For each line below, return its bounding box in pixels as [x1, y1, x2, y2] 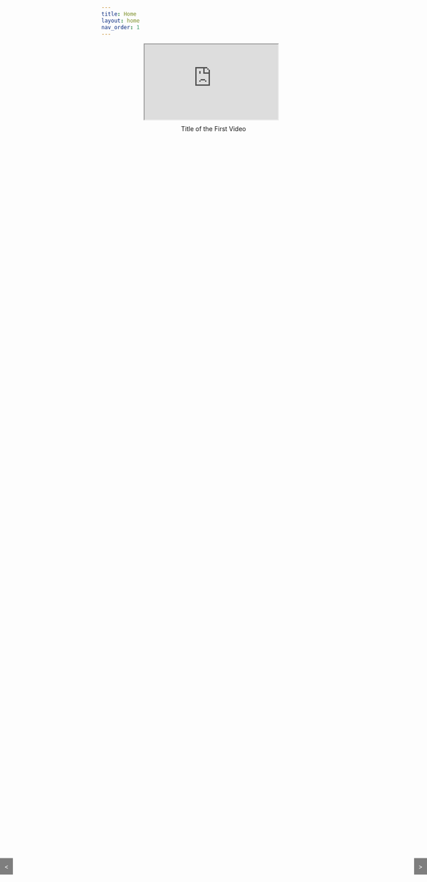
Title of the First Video [181, 125, 246, 133]
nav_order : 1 [101, 24, 140, 31]
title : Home [101, 10, 137, 18]
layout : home [101, 17, 140, 24]
